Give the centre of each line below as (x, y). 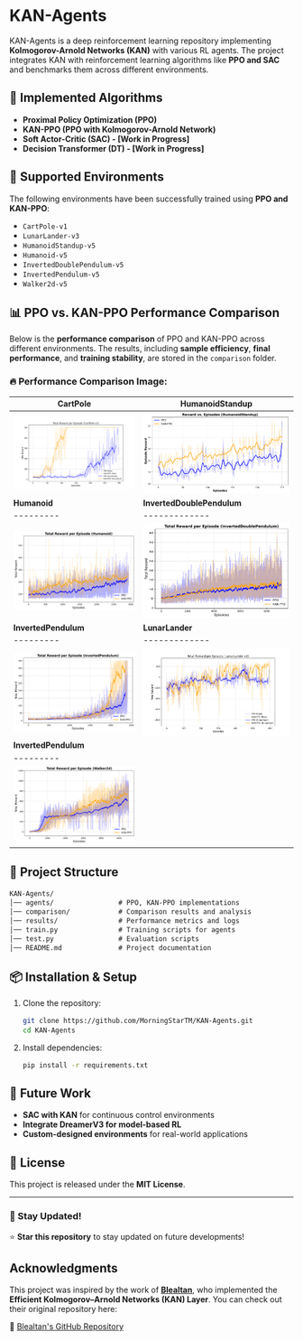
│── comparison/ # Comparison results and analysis (131, 912)
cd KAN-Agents (49, 1030)
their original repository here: (64, 1309)
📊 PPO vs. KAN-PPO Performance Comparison (145, 312)
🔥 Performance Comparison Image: (88, 382)
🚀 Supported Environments (87, 177)
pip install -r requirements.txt (85, 1065)
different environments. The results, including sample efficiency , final (140, 349)
